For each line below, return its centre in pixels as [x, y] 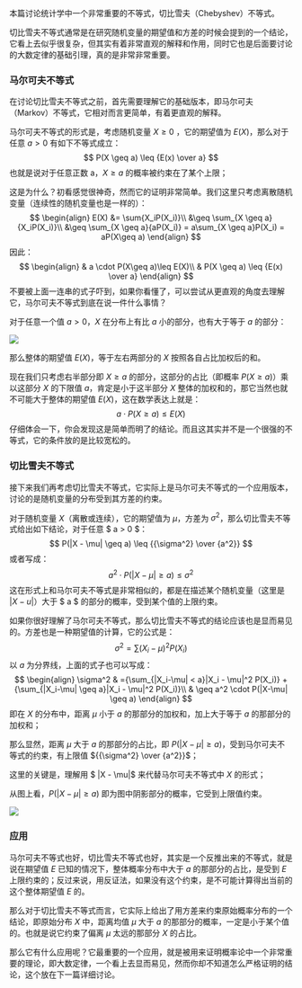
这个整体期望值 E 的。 [49, 891]
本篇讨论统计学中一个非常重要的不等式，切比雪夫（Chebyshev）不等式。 [145, 13]
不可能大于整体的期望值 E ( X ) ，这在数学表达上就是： [105, 399]
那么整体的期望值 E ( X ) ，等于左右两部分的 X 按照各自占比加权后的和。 [138, 358]
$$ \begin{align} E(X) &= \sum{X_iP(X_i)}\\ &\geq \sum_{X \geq [146, 218]
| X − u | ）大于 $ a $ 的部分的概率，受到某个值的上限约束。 [116, 601]
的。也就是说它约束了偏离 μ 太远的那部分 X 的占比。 [106, 932]
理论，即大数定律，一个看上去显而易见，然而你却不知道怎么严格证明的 [155, 963]
